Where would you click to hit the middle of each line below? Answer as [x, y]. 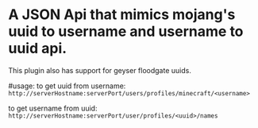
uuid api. [38, 48]
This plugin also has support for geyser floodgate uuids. [100, 70]
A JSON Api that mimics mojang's [122, 15]
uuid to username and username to [126, 31]
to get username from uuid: [53, 108]
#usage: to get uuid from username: [67, 86]
